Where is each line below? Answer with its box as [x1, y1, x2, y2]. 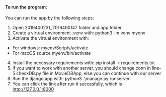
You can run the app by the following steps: [5, 15, 94, 21]
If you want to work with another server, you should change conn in [12, 65, 151, 71]
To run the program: [5, 4, 47, 10]
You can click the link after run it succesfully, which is [12, 81, 122, 87]
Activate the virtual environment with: [12, 35, 89, 41]
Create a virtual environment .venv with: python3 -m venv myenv [12, 30, 146, 36]
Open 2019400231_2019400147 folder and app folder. [12, 25, 123, 31]
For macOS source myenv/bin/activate [12, 50, 91, 56]
